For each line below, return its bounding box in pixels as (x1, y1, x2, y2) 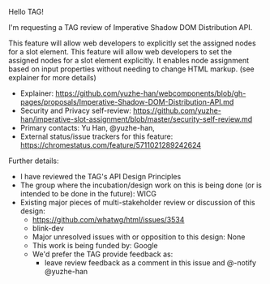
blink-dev (32, 223, 65, 233)
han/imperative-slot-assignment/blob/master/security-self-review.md (19, 114, 253, 124)
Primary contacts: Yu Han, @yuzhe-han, (19, 123, 156, 132)
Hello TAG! (8, 7, 45, 16)
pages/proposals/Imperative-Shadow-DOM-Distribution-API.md (19, 97, 234, 106)
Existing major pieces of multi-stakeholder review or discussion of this (19, 198, 255, 207)
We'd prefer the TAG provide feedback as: (32, 249, 174, 259)
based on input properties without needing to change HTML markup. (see (8, 64, 255, 74)
